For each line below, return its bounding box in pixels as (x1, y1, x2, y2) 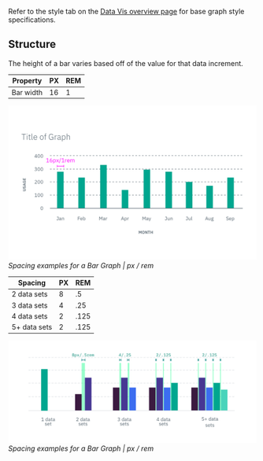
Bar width (11, 87, 43, 97)
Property (12, 76, 43, 86)
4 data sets (11, 311, 48, 321)
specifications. (8, 15, 57, 24)
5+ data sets (11, 323, 53, 332)
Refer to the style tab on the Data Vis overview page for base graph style (8, 7, 245, 16)
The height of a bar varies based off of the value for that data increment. (8, 58, 244, 68)
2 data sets (11, 290, 48, 299)
